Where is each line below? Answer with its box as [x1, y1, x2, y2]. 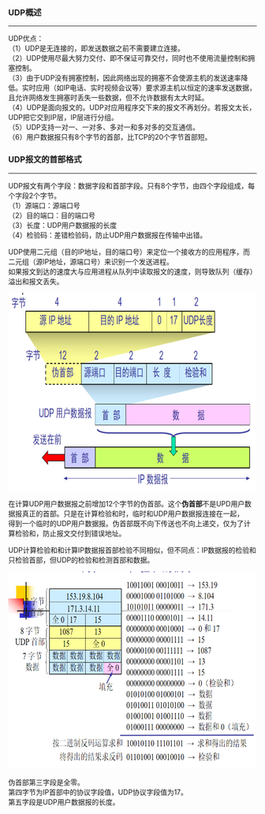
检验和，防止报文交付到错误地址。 [14, 528, 126, 538]
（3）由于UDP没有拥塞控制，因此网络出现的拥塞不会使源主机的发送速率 [8, 73, 242, 83]
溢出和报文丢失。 [8, 276, 64, 286]
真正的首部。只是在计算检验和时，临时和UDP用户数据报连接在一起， [21, 509, 244, 518]
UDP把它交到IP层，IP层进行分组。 [8, 113, 118, 122]
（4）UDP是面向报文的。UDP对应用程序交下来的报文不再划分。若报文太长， [8, 103, 256, 112]
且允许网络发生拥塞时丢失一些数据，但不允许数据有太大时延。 [8, 93, 209, 103]
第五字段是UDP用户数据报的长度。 [8, 797, 120, 806]
